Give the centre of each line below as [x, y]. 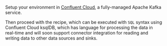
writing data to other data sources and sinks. [51, 38]
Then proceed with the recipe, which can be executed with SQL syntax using [83, 22]
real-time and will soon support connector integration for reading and [77, 33]
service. [14, 12]
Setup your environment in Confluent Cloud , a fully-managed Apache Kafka [83, 7]
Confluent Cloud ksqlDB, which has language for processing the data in [79, 27]
